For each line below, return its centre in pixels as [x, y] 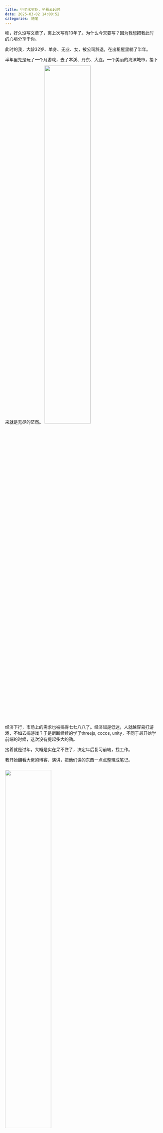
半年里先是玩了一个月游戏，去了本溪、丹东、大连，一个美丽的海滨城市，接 [79, 60]
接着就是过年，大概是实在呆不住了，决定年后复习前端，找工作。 [69, 750]
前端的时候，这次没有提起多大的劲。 [41, 739]
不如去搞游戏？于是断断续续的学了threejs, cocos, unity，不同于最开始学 [85, 733]
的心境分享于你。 [22, 39]
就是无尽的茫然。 [26, 422]
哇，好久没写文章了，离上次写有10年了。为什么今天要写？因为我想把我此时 [80, 33]
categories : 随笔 [22, 18]
